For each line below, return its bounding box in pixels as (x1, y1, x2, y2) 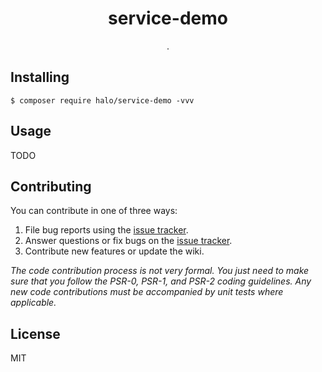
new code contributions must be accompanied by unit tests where (10, 286, 284, 298)
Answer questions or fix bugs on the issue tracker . (24, 235, 233, 247)
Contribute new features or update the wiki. (24, 245, 205, 257)
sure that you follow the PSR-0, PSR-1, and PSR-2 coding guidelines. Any (10, 275, 312, 287)
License (10, 325, 61, 342)
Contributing (10, 178, 92, 195)
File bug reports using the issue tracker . (24, 224, 189, 236)
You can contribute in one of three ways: (10, 205, 178, 217)
